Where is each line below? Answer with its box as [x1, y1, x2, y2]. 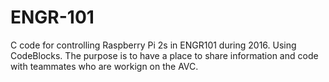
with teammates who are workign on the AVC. [10, 60, 199, 72]
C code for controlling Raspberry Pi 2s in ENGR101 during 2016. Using [10, 39, 297, 51]
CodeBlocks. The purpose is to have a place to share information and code [10, 49, 319, 61]
